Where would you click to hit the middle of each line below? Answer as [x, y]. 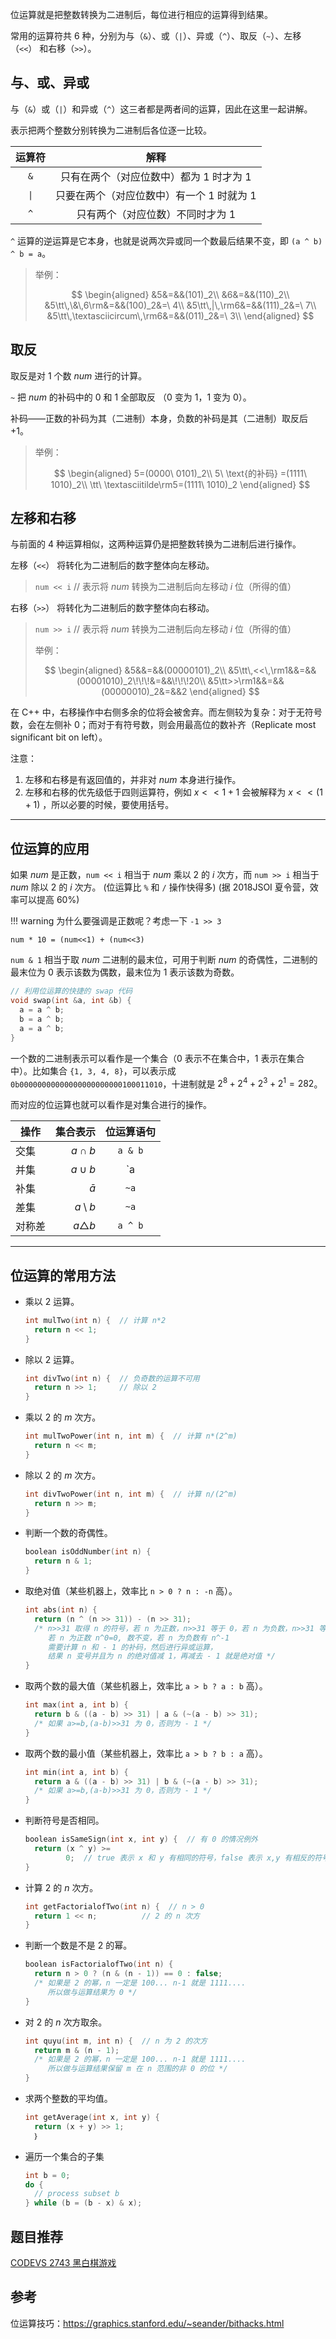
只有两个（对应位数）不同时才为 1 [156, 214]
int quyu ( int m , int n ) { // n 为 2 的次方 [116, 2041]
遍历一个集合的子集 [64, 2156]
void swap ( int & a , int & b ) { [71, 1001]
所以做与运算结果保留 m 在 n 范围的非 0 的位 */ [137, 2069]
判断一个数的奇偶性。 [68, 1533]
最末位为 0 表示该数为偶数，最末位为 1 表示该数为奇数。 [125, 972]
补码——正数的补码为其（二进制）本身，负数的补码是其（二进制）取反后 [159, 418]
